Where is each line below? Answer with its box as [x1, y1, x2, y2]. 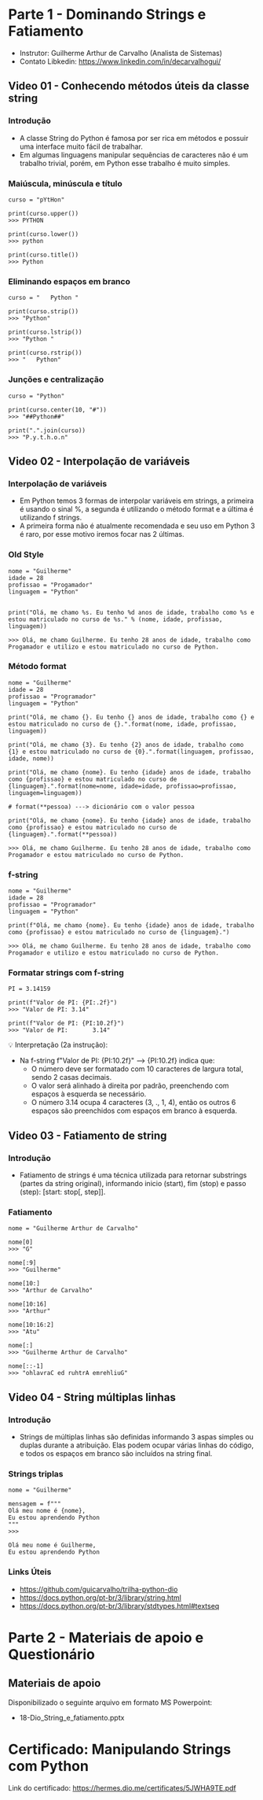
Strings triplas [8, 1468, 64, 1479]
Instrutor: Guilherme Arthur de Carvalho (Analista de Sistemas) [19, 48, 222, 57]
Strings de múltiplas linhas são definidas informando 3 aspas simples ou [19, 1432, 254, 1442]
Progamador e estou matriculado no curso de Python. [8, 851, 184, 859]
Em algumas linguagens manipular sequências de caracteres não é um [19, 150, 249, 159]
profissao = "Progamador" [8, 581, 93, 589]
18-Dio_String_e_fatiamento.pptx [19, 1713, 125, 1722]
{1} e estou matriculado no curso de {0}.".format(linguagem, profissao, [8, 748, 255, 756]
